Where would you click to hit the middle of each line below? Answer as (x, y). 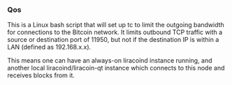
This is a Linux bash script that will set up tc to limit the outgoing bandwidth (116, 25)
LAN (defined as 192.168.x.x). (49, 47)
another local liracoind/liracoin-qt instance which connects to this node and (116, 68)
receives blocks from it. (41, 75)
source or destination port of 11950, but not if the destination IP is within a (113, 40)
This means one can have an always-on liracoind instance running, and (110, 61)
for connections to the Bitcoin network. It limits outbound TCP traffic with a (115, 32)
